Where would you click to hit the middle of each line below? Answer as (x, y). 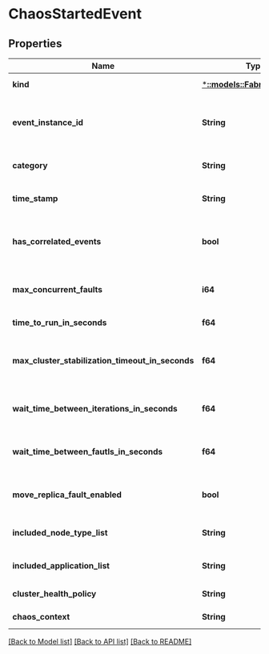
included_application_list (61, 566)
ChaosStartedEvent (75, 14)
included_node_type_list (60, 533)
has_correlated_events (57, 241)
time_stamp (35, 199)
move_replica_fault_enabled (67, 495)
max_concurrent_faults (57, 289)
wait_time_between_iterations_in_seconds (95, 409)
